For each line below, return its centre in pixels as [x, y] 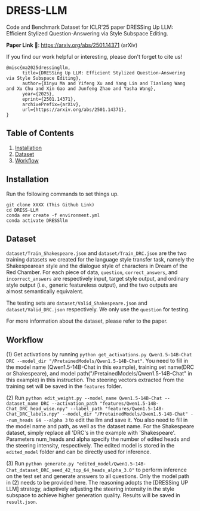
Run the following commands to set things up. [63, 194]
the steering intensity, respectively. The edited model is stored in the [90, 446]
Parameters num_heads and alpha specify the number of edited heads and [98, 439]
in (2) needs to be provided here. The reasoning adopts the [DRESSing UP [97, 483]
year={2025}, [38, 94]
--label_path [86, 409]
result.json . [22, 502]
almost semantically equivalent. [45, 291]
